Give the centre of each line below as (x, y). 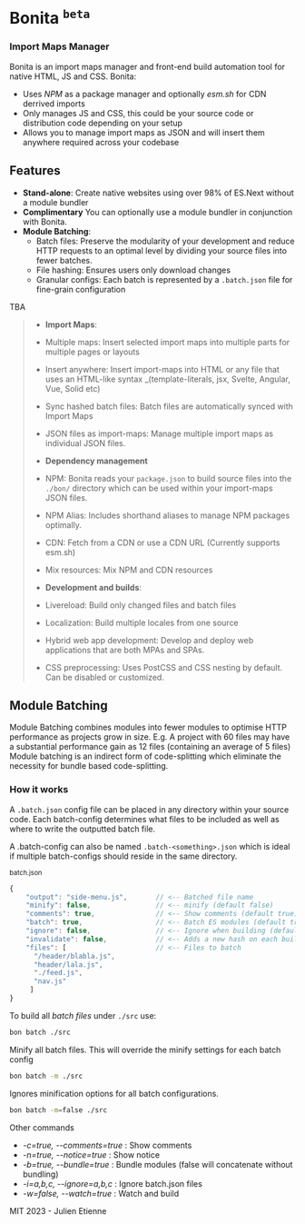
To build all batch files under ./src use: (83, 1015)
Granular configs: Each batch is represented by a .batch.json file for (164, 279)
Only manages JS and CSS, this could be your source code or (138, 113)
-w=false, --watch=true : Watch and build (101, 1193)
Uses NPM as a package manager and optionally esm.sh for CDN (144, 94)
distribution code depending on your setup (103, 123)
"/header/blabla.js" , (74, 956)
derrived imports (54, 104)
